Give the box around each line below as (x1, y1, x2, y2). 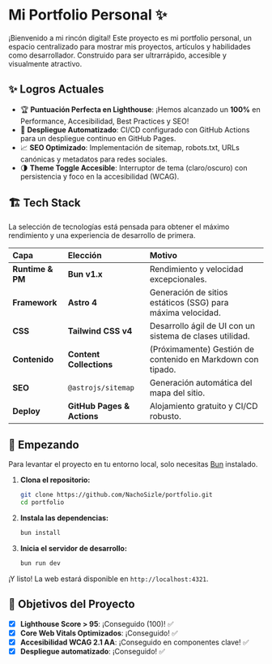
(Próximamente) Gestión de (149, 343, 255, 355)
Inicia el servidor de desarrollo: (19, 544, 128, 553)
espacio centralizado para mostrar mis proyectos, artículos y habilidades (8, 41, 251, 51)
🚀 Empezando (8, 438, 79, 451)
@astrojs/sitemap (67, 383, 135, 392)
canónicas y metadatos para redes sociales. (19, 154, 168, 164)
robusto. (149, 410, 182, 421)
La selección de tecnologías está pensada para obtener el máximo (8, 222, 230, 231)
